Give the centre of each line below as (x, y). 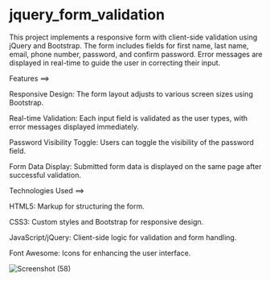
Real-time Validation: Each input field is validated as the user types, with (129, 118)
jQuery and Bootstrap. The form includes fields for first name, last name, (129, 45)
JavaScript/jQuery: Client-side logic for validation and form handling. (123, 237)
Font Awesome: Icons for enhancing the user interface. (100, 253)
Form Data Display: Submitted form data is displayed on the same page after (135, 166)
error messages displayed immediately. (74, 126)
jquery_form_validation (87, 15)
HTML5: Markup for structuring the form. (77, 206)
